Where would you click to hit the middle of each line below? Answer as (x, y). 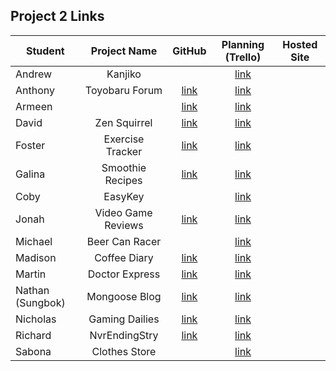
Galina (30, 174)
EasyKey (124, 196)
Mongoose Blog (124, 296)
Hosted (300, 44)
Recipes (123, 180)
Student (45, 51)
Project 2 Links (57, 16)
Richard (33, 335)
